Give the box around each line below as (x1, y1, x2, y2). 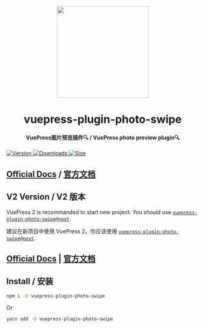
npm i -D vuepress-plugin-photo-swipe (6, 293, 105, 299)
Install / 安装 (6, 276, 54, 287)
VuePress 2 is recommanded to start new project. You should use (6, 208, 172, 215)
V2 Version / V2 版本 (6, 192, 86, 202)
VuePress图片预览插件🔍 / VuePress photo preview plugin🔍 (26, 133, 180, 141)
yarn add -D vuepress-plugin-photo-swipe (6, 316, 114, 322)
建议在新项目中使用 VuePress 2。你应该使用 (6, 227, 117, 235)
